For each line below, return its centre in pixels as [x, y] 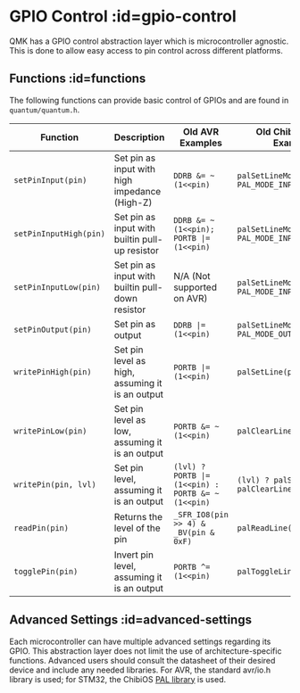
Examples [201, 143]
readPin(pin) [42, 528]
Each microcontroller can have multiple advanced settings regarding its [140, 641]
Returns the [138, 516]
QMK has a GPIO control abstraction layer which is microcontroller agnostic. [149, 41]
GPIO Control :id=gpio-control [123, 16]
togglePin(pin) [46, 571]
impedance [137, 191]
